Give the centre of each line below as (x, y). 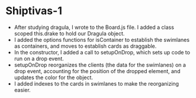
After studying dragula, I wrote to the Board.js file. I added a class (94, 27)
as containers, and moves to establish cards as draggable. (85, 46)
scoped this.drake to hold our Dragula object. (69, 33)
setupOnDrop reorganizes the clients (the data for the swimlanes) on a (100, 65)
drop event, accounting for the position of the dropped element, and (97, 71)
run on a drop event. (39, 58)
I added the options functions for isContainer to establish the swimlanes (102, 40)
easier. (22, 90)
